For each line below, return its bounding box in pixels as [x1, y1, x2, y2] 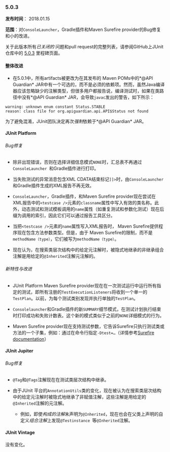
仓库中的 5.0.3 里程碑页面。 [5, 50, 63, 56]
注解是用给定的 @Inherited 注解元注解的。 [12, 253, 98, 259]
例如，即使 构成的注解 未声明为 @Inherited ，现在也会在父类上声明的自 [20, 411, 163, 417]
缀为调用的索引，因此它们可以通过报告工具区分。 [12, 213, 115, 219]
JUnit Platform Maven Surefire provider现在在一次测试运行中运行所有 [12, 282, 157, 288]
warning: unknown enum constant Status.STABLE [5, 104, 106, 109]
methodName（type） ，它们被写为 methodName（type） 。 [12, 236, 119, 242]
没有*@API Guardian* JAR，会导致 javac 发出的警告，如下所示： [21, 94, 155, 100]
